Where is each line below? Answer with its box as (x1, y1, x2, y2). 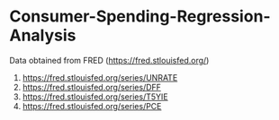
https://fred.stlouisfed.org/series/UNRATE (22, 72, 178, 82)
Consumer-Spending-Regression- (9, 6, 272, 27)
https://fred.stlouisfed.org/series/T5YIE (22, 91, 168, 102)
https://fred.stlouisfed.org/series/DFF (22, 81, 162, 92)
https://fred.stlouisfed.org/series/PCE (22, 100, 162, 111)
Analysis (9, 25, 76, 46)
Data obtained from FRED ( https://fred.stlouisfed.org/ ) (9, 55, 210, 65)
